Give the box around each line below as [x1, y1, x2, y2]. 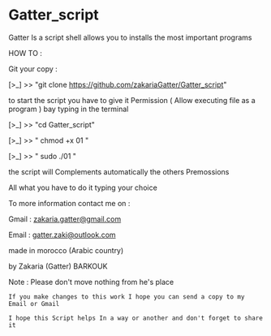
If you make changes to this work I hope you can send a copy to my [8, 292, 245, 301]
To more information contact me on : [8, 198, 131, 208]
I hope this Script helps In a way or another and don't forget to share [8, 314, 264, 322]
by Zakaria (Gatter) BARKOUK [8, 261, 108, 271]
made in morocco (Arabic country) [8, 245, 124, 255]
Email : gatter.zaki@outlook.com [8, 230, 116, 239]
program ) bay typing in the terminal [8, 104, 129, 114]
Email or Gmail [8, 299, 60, 308]
